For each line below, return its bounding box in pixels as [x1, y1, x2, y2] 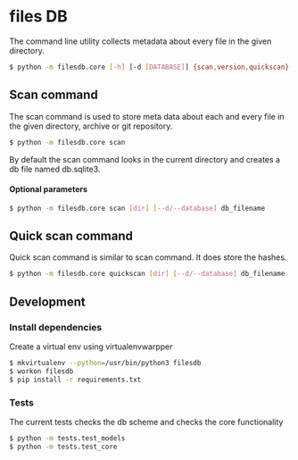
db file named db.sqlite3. [9, 163, 101, 174]
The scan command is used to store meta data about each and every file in [9, 111, 285, 121]
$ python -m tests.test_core [9, 442, 118, 451]
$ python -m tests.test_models [9, 433, 126, 443]
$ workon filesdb [9, 366, 74, 376]
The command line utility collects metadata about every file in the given [9, 36, 272, 46]
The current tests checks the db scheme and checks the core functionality [9, 416, 284, 427]
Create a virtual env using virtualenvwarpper [9, 341, 173, 352]
